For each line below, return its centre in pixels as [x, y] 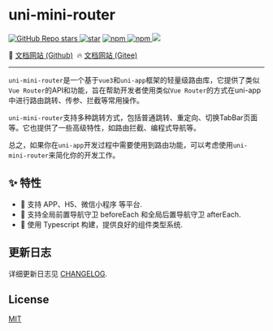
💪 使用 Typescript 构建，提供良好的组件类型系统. [101, 224]
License [29, 299]
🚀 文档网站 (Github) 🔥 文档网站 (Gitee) [73, 55]
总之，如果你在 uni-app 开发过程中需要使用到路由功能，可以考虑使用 [121, 144]
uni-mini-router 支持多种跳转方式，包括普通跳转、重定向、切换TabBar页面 [133, 117]
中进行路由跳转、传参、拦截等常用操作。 [76, 100]
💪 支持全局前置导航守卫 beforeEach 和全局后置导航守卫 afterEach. [130, 214]
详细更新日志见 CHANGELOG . [58, 273]
